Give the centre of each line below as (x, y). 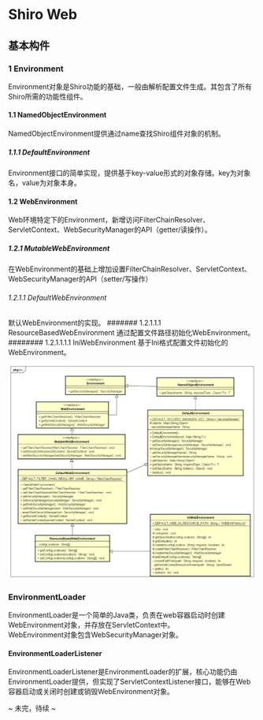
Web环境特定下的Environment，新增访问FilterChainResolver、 (109, 220)
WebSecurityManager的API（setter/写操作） (80, 279)
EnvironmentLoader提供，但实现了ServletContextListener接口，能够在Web (130, 682)
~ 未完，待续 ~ (32, 708)
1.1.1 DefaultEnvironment (49, 152)
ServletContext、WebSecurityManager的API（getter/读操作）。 (110, 229)
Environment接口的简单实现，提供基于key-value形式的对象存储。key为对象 (130, 173)
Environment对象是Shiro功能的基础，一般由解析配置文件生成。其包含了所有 (130, 86)
